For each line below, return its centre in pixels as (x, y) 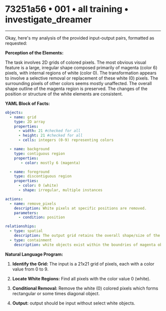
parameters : (26, 213)
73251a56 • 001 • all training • (67, 9)
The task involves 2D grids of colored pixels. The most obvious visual (76, 62)
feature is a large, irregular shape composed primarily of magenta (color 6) (81, 67)
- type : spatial (26, 231)
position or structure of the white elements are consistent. (64, 94)
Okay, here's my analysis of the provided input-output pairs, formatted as (80, 38)
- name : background (30, 149)
